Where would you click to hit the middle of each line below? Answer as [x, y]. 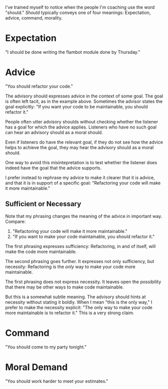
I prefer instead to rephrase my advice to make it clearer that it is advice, [80, 177]
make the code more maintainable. [41, 251]
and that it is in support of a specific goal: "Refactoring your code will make [83, 183]
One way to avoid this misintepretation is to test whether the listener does [81, 162]
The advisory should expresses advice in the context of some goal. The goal [84, 96]
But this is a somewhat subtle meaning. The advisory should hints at [75, 297]
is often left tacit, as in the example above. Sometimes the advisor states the [84, 101]
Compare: [16, 221]
